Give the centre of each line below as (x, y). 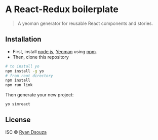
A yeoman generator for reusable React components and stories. (85, 23)
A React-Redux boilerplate (62, 9)
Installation (23, 39)
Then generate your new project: (39, 95)
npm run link (19, 85)
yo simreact (18, 104)
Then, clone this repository (41, 57)
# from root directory (29, 76)
